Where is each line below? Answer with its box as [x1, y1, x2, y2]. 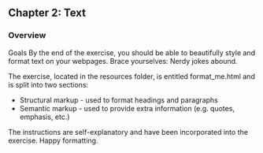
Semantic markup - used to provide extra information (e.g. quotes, [19, 103, 235, 113]
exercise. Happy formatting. [8, 136, 98, 145]
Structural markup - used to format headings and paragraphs [19, 95, 218, 105]
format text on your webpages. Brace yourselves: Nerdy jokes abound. [8, 56, 238, 65]
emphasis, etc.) [19, 112, 70, 121]
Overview [8, 30, 46, 41]
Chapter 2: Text [8, 6, 87, 20]
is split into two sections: [8, 80, 89, 89]
